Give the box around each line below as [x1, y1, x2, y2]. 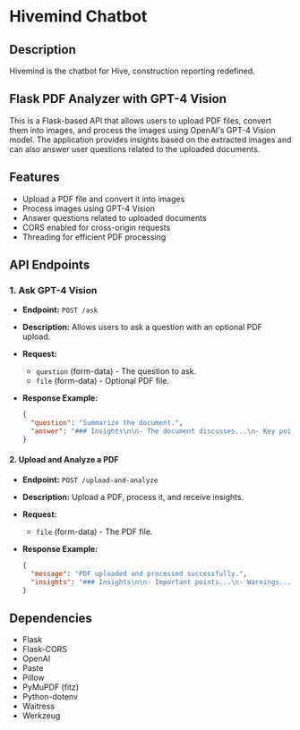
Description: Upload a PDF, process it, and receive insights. [21, 492, 244, 503]
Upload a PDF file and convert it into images [21, 193, 185, 204]
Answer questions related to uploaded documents [21, 212, 208, 223]
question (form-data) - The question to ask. [35, 366, 197, 377]
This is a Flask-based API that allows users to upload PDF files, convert [9, 115, 272, 126]
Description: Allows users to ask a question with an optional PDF [21, 322, 262, 333]
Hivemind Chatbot [9, 6, 148, 27]
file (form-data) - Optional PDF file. [35, 376, 170, 386]
